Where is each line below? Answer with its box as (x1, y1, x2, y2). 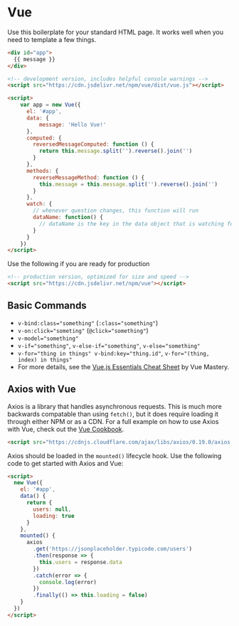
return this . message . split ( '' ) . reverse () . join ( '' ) (38, 147, 193, 155)
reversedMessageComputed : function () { (33, 141, 154, 148)
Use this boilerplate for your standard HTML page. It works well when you (7, 28, 224, 36)
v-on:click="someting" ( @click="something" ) (17, 326, 149, 334)
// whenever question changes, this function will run (33, 207, 199, 214)
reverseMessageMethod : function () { (33, 174, 144, 181)
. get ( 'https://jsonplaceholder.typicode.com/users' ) (33, 546, 193, 553)
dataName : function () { (33, 214, 103, 221)
